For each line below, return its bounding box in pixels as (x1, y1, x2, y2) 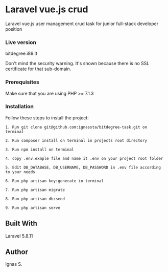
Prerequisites (5, 78, 39, 86)
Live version (5, 38, 37, 46)
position (5, 26, 22, 32)
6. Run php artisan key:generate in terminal (5, 178, 104, 183)
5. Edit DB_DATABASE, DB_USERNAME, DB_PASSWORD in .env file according (5, 165, 161, 170)
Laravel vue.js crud (5, 4, 88, 15)
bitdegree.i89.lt (5, 50, 37, 57)
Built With (5, 219, 37, 228)
